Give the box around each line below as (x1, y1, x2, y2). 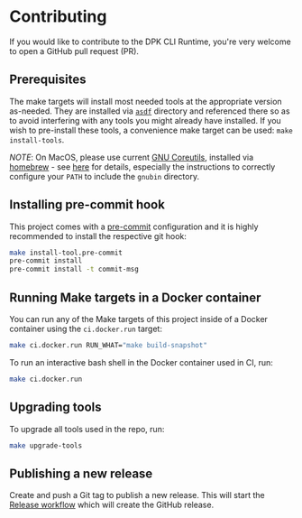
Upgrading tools (9, 400, 102, 415)
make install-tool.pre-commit (9, 248, 124, 257)
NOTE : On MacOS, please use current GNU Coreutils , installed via (9, 152, 254, 162)
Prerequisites (9, 72, 87, 88)
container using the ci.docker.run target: (9, 323, 162, 334)
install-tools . (9, 134, 65, 145)
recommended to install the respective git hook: (9, 230, 188, 241)
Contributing (9, 6, 107, 27)
